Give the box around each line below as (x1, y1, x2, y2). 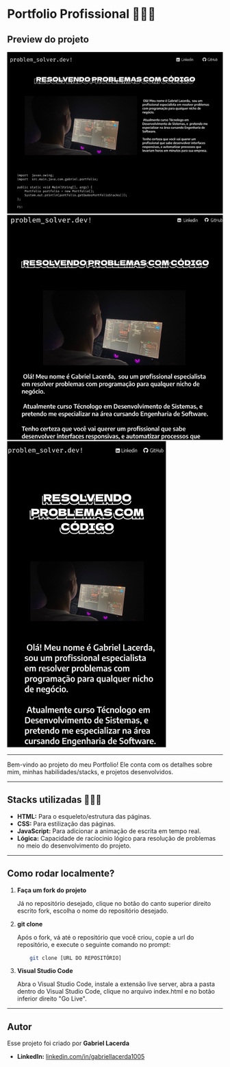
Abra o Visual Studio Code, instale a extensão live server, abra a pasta (16, 980, 216, 988)
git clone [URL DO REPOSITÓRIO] (29, 955, 122, 961)
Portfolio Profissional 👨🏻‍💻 (7, 6, 156, 22)
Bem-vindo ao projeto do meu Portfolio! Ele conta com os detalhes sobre (7, 760, 213, 769)
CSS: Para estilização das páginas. (16, 819, 116, 828)
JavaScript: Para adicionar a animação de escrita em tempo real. (16, 826, 201, 835)
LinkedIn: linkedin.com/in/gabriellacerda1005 (16, 1053, 145, 1061)
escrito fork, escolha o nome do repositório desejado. (16, 907, 169, 915)
